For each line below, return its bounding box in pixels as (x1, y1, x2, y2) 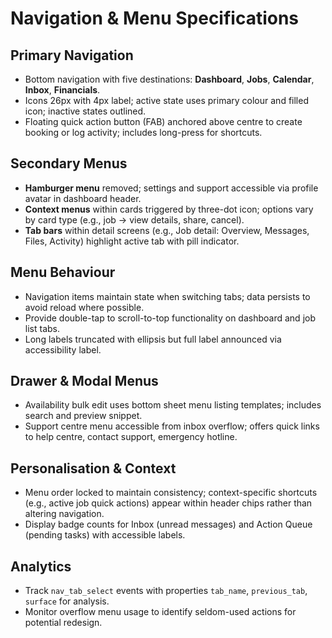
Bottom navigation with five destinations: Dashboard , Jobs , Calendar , (24, 73, 315, 85)
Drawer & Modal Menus (10, 373, 159, 390)
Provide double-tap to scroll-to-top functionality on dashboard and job (24, 312, 316, 324)
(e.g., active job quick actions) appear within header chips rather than (24, 497, 313, 509)
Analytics (10, 558, 72, 575)
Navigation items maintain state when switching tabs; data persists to (24, 290, 311, 302)
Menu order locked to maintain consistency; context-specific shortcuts (24, 487, 318, 499)
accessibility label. (24, 343, 102, 356)
